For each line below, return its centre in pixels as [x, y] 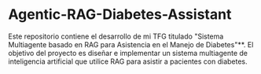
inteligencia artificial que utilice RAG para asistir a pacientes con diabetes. [128, 61]
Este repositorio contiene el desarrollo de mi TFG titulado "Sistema [116, 36]
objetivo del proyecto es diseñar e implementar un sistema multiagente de [128, 53]
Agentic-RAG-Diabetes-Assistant [120, 15]
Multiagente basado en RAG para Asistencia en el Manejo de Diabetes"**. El [131, 44]
